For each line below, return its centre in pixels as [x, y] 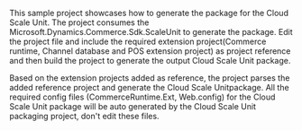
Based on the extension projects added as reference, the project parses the [150, 78]
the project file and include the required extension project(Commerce [138, 41]
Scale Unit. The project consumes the [79, 22]
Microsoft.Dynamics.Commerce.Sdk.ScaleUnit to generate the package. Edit [151, 32]
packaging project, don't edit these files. [84, 116]
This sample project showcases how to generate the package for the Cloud [149, 13]
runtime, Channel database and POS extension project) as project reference [150, 51]
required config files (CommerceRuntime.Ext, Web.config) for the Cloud [142, 97]
